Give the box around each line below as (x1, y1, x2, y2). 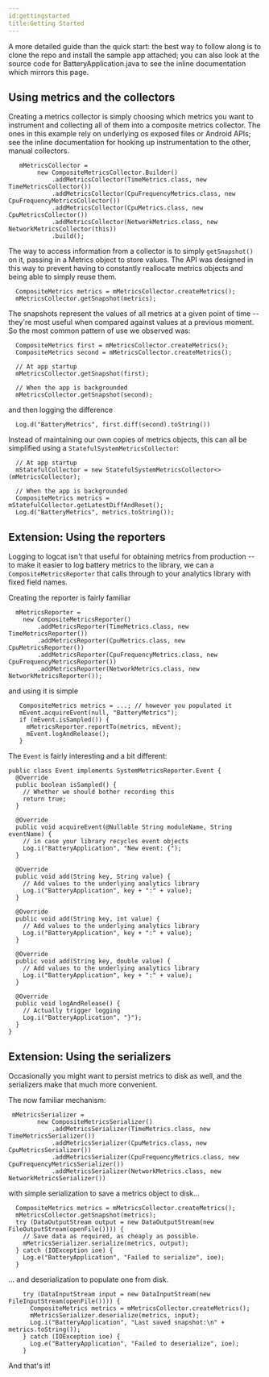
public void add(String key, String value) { (15, 872, 172, 881)
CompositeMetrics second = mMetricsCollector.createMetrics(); (15, 348, 232, 357)
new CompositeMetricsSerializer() (37, 1117, 153, 1125)
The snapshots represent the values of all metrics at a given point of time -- (8, 309, 259, 318)
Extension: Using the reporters (8, 530, 167, 544)
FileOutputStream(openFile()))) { (8, 1225, 125, 1233)
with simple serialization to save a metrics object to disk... (8, 1188, 200, 1198)
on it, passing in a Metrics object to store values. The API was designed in (8, 255, 254, 264)
